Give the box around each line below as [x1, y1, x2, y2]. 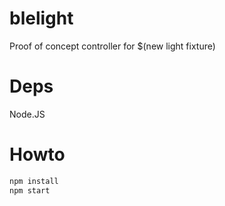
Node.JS [9, 108, 46, 120]
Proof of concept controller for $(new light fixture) [9, 40, 216, 52]
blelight [9, 7, 74, 30]
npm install [9, 176, 59, 186]
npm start [9, 185, 51, 196]
